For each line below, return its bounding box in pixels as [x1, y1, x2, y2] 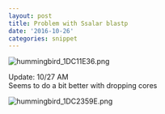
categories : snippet [8, 34, 78, 43]
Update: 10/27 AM [8, 72, 69, 82]
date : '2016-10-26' [8, 27, 74, 35]
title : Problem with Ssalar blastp [8, 19, 129, 27]
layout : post [8, 11, 53, 20]
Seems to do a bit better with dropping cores [8, 81, 158, 91]
